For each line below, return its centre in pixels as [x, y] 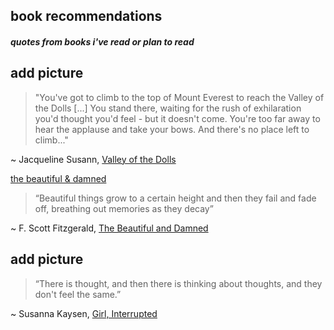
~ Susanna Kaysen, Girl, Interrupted [84, 313]
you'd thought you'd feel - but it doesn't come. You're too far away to [177, 118]
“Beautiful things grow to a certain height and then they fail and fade [175, 198]
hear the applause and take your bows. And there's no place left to [172, 129]
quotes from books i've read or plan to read [102, 41]
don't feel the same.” [78, 294]
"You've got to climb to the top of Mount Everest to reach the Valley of [179, 97]
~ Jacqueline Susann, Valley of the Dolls [93, 159]
